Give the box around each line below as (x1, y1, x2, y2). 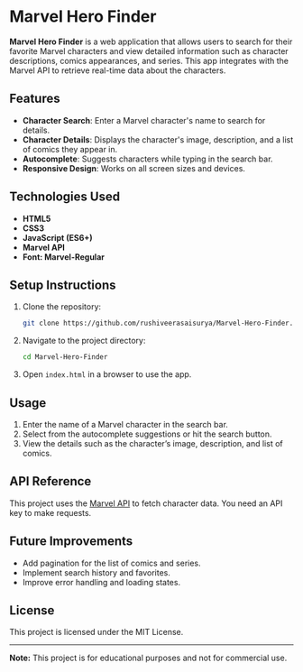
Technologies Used (9, 189, 120, 205)
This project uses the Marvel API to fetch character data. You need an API (9, 498, 283, 509)
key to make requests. (9, 507, 92, 518)
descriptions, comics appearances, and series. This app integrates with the (9, 55, 289, 66)
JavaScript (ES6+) (22, 232, 93, 243)
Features (9, 91, 60, 106)
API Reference (9, 474, 92, 489)
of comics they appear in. (22, 143, 118, 154)
